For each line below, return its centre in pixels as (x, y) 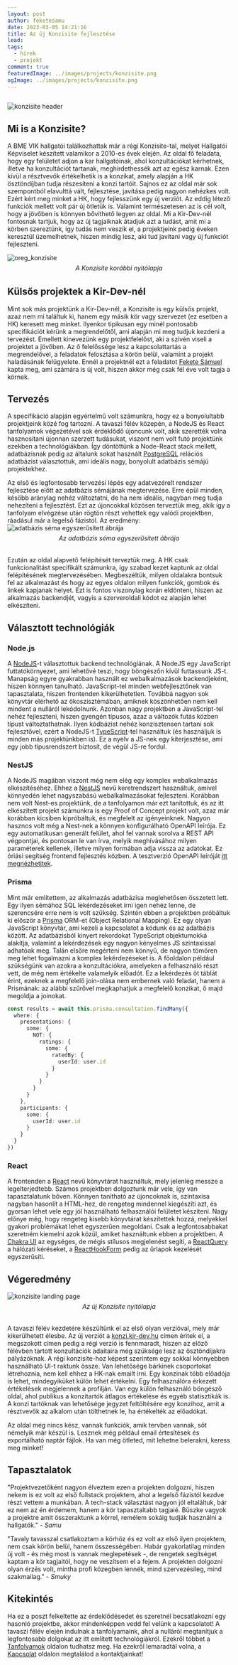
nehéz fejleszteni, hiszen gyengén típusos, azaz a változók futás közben (113, 717)
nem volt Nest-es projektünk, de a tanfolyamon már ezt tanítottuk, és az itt (116, 803)
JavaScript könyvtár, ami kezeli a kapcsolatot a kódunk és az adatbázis (111, 928)
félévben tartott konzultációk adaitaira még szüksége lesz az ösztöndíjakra (117, 1351)
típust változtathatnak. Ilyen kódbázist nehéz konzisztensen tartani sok (110, 724)
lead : (15, 41)
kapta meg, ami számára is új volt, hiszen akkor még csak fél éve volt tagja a (119, 369)
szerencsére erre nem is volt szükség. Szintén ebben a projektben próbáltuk (119, 912)
